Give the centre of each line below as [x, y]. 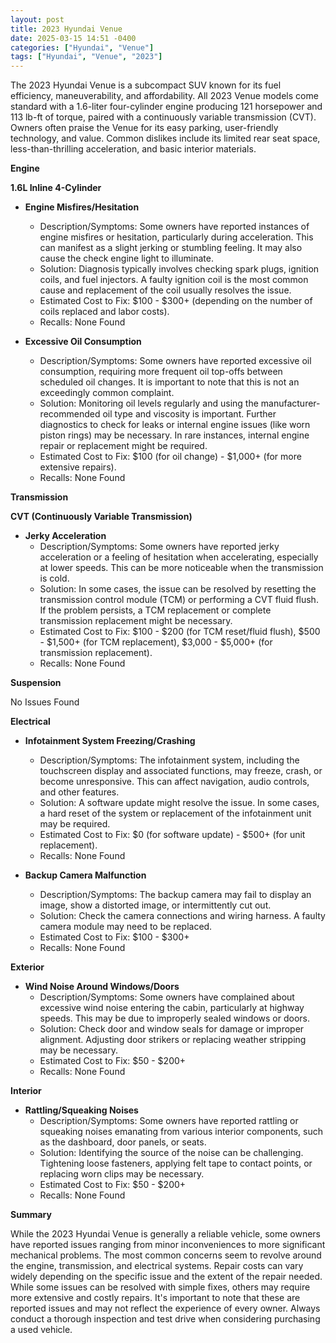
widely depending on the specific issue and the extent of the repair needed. [166, 1277]
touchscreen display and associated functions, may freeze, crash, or [181, 771]
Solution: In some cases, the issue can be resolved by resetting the [178, 589]
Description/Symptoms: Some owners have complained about [167, 997]
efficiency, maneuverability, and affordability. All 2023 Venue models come [164, 96]
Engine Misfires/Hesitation [82, 207]
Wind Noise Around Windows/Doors [102, 987]
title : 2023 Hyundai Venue [66, 29]
